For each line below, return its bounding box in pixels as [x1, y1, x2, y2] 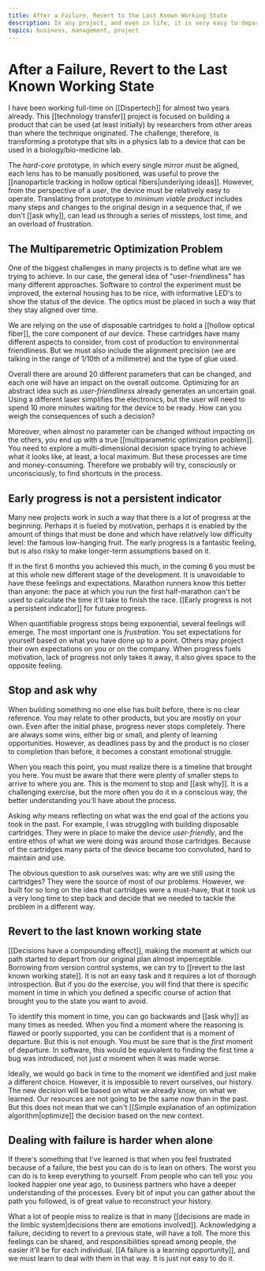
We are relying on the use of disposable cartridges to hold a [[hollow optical [8, 321, 255, 330]
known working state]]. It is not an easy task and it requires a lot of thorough [8, 971, 256, 980]
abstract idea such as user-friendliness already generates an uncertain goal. [8, 387, 256, 396]
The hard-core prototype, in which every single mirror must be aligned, [8, 160, 240, 170]
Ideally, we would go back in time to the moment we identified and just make [8, 1069, 257, 1078]
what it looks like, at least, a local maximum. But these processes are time [8, 452, 248, 462]
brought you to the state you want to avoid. [8, 996, 148, 1005]
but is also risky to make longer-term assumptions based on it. [8, 546, 211, 556]
